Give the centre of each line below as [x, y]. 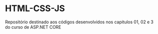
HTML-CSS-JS [35, 8]
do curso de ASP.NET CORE [33, 27]
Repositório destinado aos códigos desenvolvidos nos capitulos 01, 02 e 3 [79, 22]
